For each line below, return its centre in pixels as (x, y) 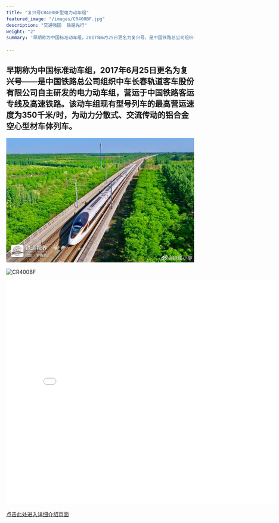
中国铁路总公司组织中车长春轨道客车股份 (120, 81)
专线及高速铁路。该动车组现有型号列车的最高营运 (96, 104)
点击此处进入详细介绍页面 (38, 514)
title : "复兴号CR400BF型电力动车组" (48, 13)
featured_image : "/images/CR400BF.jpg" (56, 19)
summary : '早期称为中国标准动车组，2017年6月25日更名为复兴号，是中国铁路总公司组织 (100, 38)
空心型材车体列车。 (41, 126)
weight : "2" (21, 32)
